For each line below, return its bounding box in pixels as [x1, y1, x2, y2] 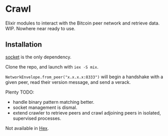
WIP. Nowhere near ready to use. [5, 25, 76, 31]
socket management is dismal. [12, 104, 78, 110]
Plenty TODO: [5, 89, 34, 95]
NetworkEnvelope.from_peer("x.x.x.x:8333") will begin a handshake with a [5, 74, 163, 80]
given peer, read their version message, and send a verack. [5, 79, 131, 85]
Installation [5, 40, 42, 49]
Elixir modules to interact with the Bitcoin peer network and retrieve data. [5, 20, 160, 26]
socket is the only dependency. [5, 54, 72, 60]
